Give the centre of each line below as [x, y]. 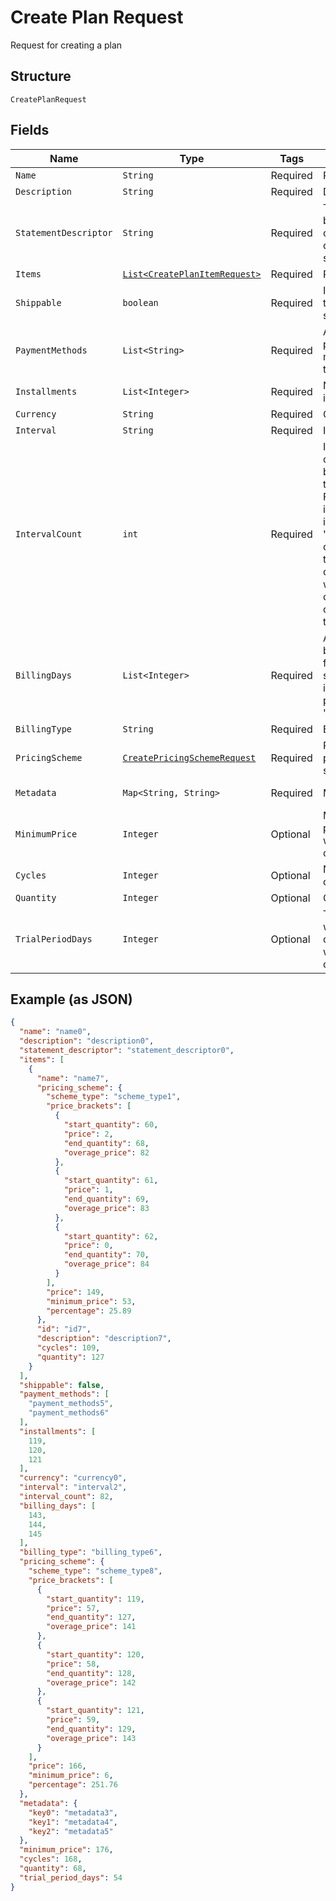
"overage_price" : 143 [91, 1738]
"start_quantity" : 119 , [95, 1599]
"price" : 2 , [88, 1134]
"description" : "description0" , [87, 1041]
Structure [41, 76]
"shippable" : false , [62, 1385]
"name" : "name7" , [73, 1078]
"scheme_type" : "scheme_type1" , [114, 1097]
